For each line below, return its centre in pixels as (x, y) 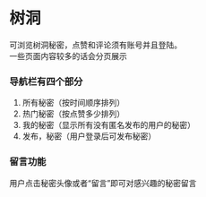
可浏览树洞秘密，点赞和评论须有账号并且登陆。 (95, 45)
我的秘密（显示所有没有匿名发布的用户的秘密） (108, 125)
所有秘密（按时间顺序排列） (73, 103)
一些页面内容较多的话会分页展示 (68, 56)
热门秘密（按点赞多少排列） (73, 114)
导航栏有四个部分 (46, 81)
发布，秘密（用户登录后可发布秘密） (89, 136)
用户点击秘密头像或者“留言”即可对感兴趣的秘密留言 (103, 183)
